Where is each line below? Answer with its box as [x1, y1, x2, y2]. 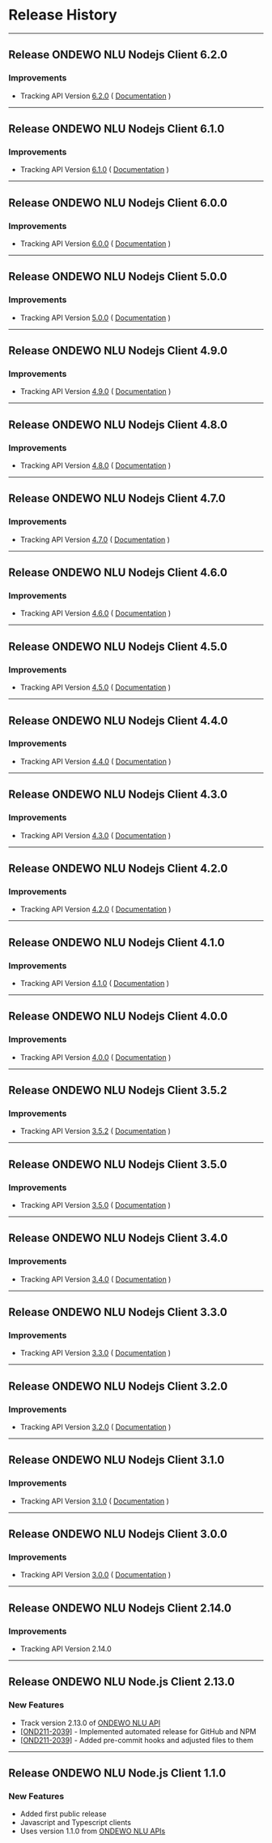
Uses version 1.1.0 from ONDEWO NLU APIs [19, 1826, 166, 1837]
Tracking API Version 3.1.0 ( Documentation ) [19, 1496, 170, 1506]
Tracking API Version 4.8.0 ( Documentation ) [19, 461, 172, 470]
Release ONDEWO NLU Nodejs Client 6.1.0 [8, 122, 225, 136]
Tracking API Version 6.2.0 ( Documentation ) [19, 91, 172, 101]
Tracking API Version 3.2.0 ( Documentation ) [19, 1422, 172, 1431]
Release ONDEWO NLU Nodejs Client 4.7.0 [8, 491, 226, 505]
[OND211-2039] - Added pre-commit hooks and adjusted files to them [19, 1735, 253, 1745]
